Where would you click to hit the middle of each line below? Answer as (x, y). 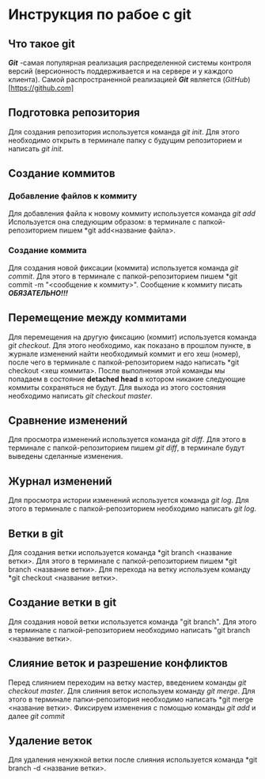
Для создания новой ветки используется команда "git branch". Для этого (132, 622)
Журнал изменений (60, 481)
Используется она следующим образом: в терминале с (102, 221)
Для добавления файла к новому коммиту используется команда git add (132, 213)
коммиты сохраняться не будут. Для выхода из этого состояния (117, 387)
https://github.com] (42, 88)
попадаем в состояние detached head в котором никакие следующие (127, 379)
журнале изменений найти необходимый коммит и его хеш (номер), (125, 354)
